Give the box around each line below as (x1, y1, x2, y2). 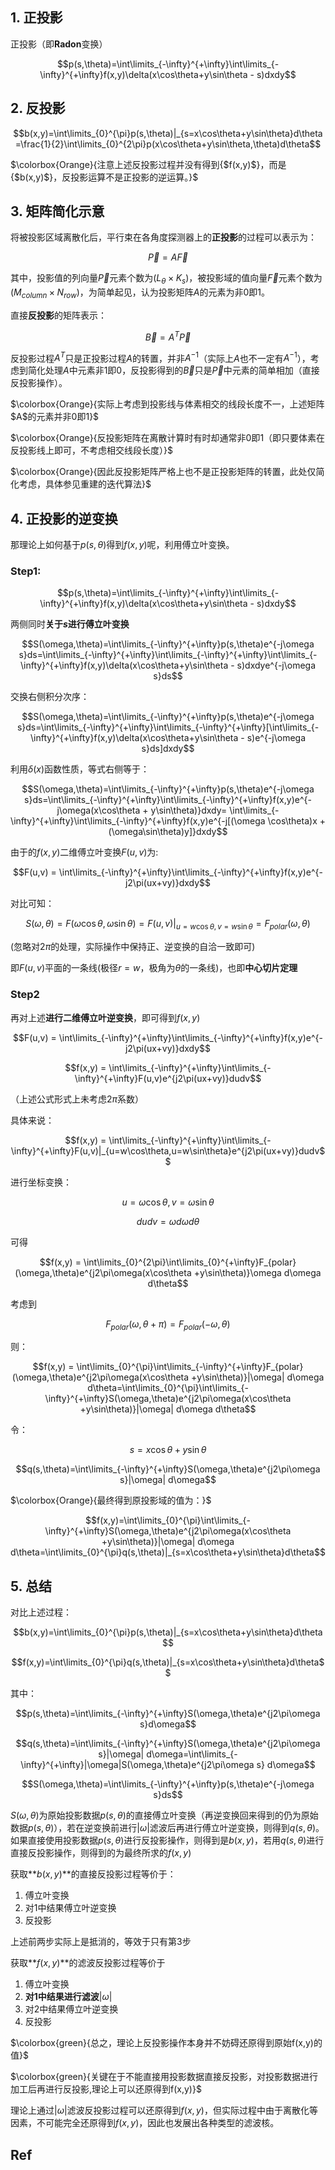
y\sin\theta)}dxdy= (150, 804, 228, 817)
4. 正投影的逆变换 (10, 510, 118, 527)
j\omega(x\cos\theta (56, 804, 141, 817)
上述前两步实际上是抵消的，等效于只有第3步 (10, 1936, 192, 1948)
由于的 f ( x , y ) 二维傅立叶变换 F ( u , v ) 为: (10, 846, 159, 858)
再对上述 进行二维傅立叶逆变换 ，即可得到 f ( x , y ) (10, 1011, 201, 1023)
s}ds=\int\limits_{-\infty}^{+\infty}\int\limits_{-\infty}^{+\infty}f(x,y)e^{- (24, 794, 312, 806)
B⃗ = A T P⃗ (144, 329, 192, 343)
